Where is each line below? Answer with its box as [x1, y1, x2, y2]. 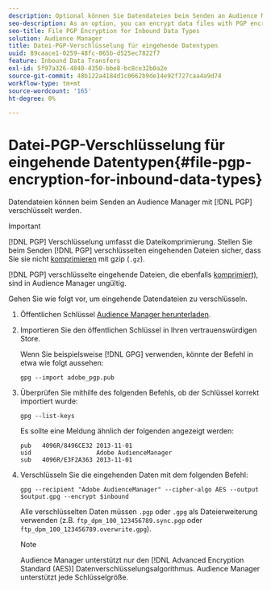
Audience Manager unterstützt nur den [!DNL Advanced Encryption [19, 555, 244, 565]
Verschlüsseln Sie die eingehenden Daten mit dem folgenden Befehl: [19, 470, 248, 480]
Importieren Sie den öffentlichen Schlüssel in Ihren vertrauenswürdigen [19, 325, 257, 335]
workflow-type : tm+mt [8, 79, 81, 87]
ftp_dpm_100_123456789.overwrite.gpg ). [19, 524, 152, 534]
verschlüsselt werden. [8, 206, 82, 215]
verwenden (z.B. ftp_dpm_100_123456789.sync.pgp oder [19, 516, 203, 525]
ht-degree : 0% [8, 94, 56, 103]
